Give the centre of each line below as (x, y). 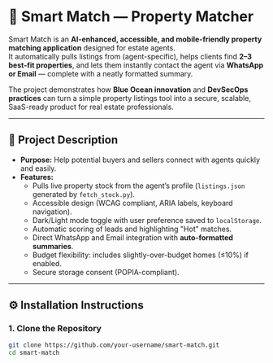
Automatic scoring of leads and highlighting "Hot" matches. (132, 229)
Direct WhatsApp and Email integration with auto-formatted (133, 237)
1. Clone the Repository (55, 329)
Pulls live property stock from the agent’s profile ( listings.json (139, 186)
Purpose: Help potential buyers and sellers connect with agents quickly (140, 160)
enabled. (47, 263)
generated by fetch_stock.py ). (84, 194)
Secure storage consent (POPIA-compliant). (106, 272)
